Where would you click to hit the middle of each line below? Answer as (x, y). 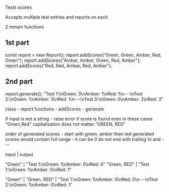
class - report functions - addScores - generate (55, 109)
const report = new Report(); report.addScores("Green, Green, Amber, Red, (83, 55)
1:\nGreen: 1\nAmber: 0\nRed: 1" (38, 169)
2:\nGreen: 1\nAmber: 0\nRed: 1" (39, 184)
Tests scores (18, 7)
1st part (17, 43)
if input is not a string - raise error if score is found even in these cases (79, 119)
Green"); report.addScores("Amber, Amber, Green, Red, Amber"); (73, 60)
